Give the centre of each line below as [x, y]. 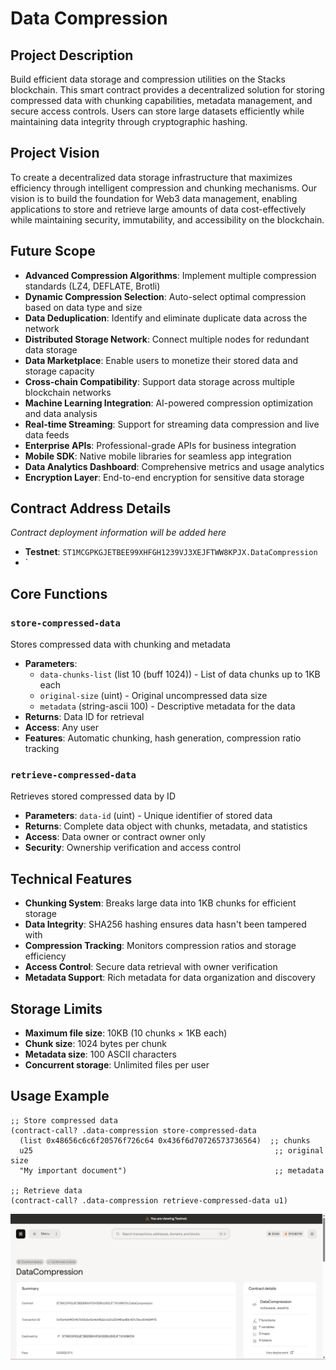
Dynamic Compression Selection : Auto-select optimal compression [165, 296]
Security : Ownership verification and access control [133, 848]
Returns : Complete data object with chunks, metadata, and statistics [166, 826]
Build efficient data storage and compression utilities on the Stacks [148, 79]
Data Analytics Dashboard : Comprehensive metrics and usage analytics [174, 466]
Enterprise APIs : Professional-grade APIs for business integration [160, 445]
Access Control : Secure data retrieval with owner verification [151, 967]
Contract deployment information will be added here [118, 533]
